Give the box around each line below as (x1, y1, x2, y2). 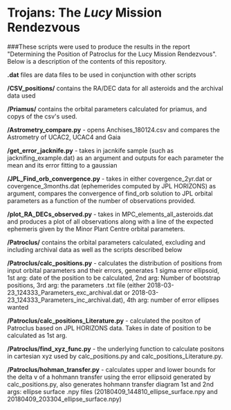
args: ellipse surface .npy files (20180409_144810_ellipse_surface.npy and (7, 387, 218, 395)
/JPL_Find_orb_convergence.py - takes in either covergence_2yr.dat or (7, 175, 212, 183)
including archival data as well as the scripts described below (7, 245, 183, 253)
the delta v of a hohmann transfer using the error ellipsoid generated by (7, 373, 212, 381)
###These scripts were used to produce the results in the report (7, 42, 190, 51)
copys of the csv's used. (7, 112, 77, 121)
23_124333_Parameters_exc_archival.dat (7, 288, 123, 296)
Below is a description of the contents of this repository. (7, 57, 167, 65)
